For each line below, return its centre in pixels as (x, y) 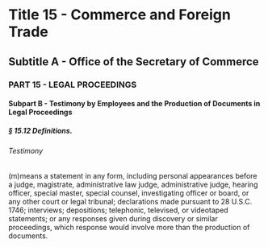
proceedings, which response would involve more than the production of (129, 227)
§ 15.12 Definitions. (40, 130)
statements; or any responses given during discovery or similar (113, 218)
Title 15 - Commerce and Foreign (120, 15)
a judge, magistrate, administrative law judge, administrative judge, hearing (133, 184)
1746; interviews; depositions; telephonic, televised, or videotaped (118, 210)
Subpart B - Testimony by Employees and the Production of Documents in (134, 104)
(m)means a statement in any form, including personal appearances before (133, 175)
